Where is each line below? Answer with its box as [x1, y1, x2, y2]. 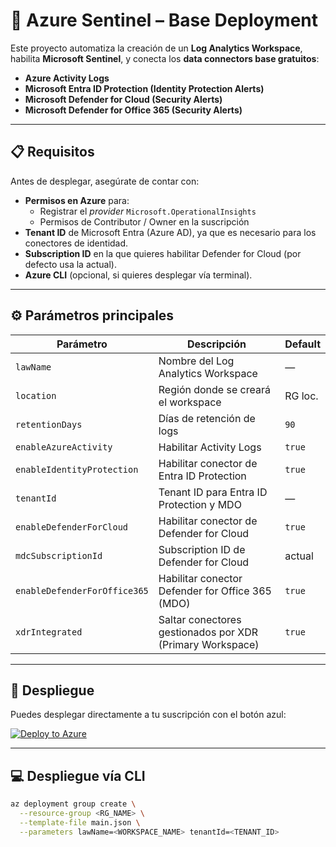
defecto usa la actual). [24, 258, 118, 270]
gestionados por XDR [158, 625, 259, 639]
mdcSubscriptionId [15, 550, 103, 561]
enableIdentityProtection [15, 464, 139, 475]
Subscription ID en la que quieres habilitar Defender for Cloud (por [24, 247, 302, 259]
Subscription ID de [158, 542, 246, 556]
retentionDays [15, 419, 83, 430]
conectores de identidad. [24, 237, 129, 249]
